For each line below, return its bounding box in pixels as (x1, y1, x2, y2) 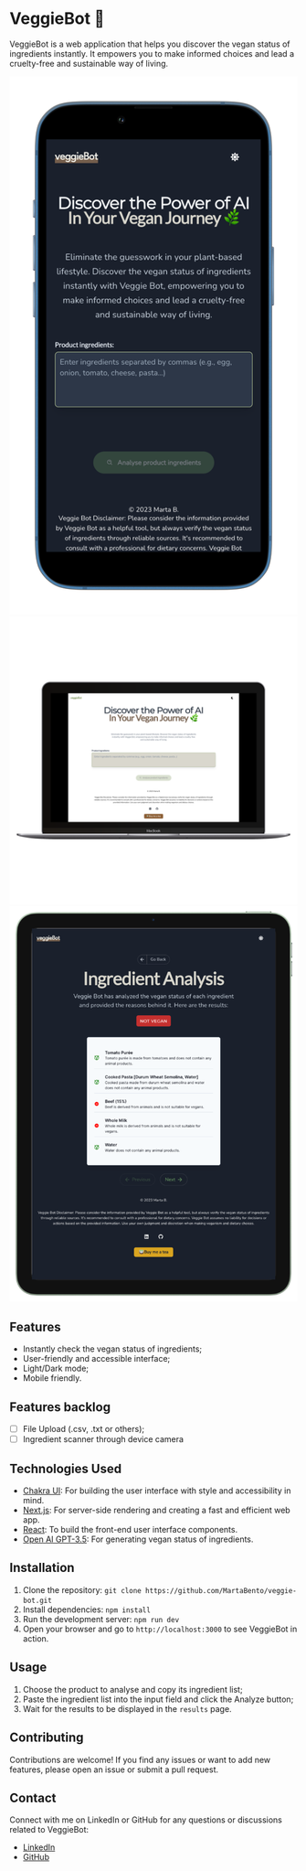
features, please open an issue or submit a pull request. (9, 1764, 219, 1775)
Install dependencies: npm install (22, 1604, 151, 1615)
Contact (9, 1790, 57, 1805)
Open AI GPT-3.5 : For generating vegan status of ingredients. (22, 1534, 254, 1545)
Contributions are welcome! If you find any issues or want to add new (9, 1754, 271, 1765)
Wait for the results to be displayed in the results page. (22, 1703, 232, 1714)
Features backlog (9, 1399, 111, 1415)
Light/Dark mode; (22, 1363, 90, 1374)
